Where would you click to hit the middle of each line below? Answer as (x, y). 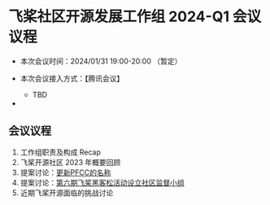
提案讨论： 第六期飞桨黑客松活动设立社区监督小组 (102, 182)
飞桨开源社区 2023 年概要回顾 (70, 162)
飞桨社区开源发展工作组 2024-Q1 (119, 17)
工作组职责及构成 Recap (61, 152)
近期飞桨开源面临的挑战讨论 (67, 193)
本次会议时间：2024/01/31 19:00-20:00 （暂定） (101, 61)
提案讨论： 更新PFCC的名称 (65, 172)
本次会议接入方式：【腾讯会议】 (72, 78)
